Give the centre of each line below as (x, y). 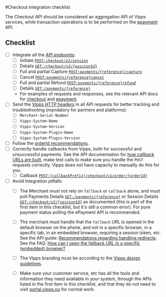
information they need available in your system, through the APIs (86, 279)
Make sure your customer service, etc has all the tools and (80, 273)
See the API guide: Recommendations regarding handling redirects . (88, 238)
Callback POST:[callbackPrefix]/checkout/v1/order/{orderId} (83, 175)
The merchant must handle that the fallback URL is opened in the (87, 222)
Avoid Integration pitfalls (37, 181)
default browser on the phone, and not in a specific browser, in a (86, 227)
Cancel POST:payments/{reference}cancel (62, 77)
